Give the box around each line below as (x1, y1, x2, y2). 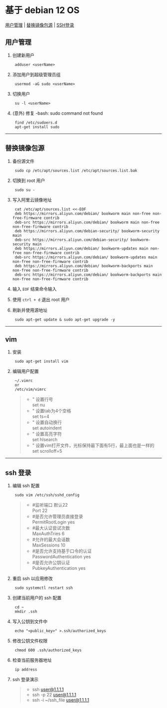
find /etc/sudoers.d (14, 120, 57, 125)
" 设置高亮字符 (32, 431, 62, 437)
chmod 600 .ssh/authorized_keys (14, 648, 82, 653)
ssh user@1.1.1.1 (32, 687, 64, 693)
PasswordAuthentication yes (32, 554, 91, 560)
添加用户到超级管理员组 (12, 71, 61, 77)
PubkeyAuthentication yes (32, 565, 86, 571)
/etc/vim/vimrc (14, 387, 46, 392)
